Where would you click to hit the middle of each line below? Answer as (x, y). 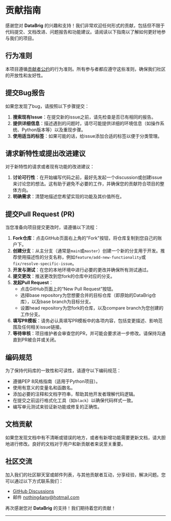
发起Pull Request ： (33, 283)
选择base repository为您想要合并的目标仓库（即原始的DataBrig (86, 295)
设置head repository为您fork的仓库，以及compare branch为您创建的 (92, 308)
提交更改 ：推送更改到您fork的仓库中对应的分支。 (64, 276)
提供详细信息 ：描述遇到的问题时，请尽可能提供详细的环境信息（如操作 (86, 123)
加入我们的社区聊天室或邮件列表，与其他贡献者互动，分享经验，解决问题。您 (85, 474)
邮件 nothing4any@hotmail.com (46, 497)
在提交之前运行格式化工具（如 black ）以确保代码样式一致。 (74, 400)
